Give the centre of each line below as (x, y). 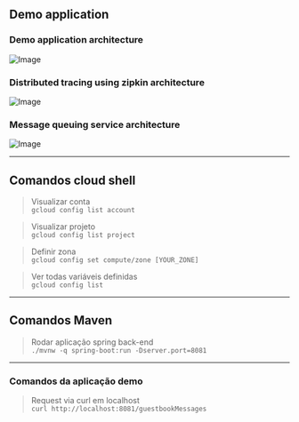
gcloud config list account (83, 211)
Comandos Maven (61, 320)
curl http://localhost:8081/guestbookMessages (119, 409)
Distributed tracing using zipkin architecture (107, 82)
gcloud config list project (83, 235)
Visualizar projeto (63, 227)
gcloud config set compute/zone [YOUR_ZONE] (115, 260)
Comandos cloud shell (73, 180)
